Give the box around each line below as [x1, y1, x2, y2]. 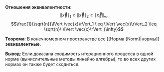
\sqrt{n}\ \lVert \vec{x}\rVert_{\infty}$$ [44, 26, 124, 32]
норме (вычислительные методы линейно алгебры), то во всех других [5, 56, 156, 62]
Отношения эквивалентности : [5, 4, 72, 10]
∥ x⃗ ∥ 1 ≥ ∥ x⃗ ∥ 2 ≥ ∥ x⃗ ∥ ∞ [59, 12, 108, 19]
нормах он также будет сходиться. [5, 61, 80, 67]
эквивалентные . [5, 41, 41, 47]
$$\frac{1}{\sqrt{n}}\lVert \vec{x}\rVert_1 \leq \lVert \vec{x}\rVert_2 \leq [10, 21, 157, 27]
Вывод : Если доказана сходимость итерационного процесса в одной [5, 51, 154, 57]
